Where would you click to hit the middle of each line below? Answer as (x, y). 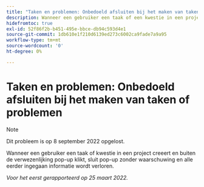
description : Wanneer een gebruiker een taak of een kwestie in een (95, 18)
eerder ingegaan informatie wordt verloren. (60, 166)
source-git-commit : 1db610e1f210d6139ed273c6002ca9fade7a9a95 (87, 35)
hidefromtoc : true (29, 23)
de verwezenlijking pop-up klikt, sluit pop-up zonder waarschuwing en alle (100, 159)
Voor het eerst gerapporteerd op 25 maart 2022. (67, 177)
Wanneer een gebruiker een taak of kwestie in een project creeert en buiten (101, 153)
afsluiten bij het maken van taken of (98, 99)
